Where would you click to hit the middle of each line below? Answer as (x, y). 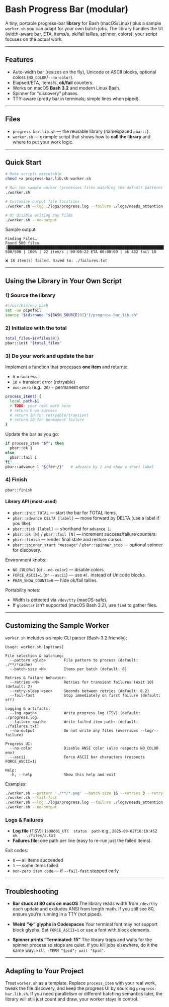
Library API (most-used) (31, 501)
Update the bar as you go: (32, 434)
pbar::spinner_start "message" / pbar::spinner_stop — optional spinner (88, 545)
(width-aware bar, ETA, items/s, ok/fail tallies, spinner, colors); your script (81, 34)
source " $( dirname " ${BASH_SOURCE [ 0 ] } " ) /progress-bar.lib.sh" (72, 315)
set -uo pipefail (23, 310)
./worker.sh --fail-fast (31, 798)
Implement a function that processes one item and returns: (66, 367)
